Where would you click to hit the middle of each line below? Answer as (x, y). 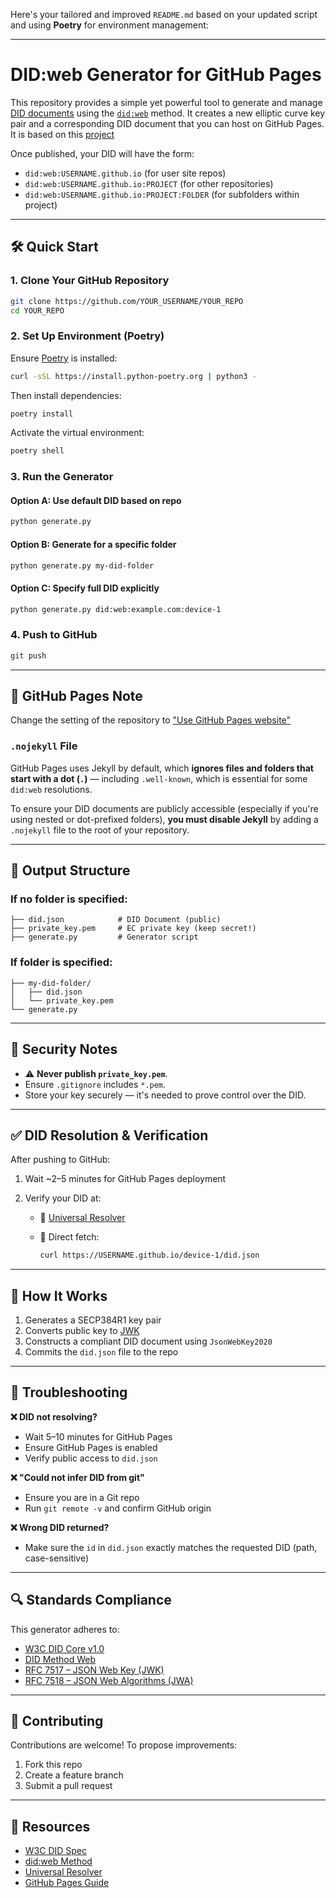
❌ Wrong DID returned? (60, 1527)
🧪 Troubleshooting (69, 1392)
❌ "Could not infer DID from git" (77, 1477)
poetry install (42, 414)
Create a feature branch (74, 1775)
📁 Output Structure (70, 870)
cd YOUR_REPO (37, 310)
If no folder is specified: (69, 899)
